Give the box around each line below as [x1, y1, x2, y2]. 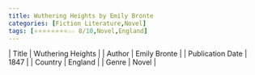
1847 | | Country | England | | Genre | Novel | [8, 57, 156, 67]
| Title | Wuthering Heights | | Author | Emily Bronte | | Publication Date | [8, 49, 248, 59]
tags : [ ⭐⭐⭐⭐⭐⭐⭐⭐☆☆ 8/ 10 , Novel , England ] [8, 27, 148, 35]
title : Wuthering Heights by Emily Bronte [8, 11, 154, 20]
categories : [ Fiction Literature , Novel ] [8, 19, 147, 27]
